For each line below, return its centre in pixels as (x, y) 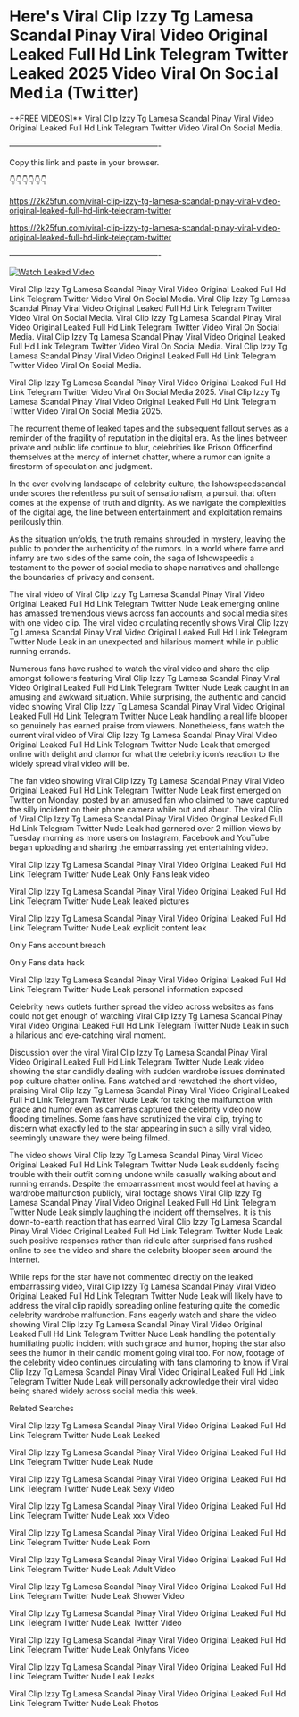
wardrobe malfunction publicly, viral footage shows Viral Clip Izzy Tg (135, 1193)
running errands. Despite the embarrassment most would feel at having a (144, 1183)
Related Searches (42, 1408)
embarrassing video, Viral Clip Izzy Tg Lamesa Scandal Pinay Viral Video (143, 1286)
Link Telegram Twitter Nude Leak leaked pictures (100, 901)
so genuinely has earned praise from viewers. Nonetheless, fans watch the (147, 725)
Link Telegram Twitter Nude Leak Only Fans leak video (109, 874)
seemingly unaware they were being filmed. (90, 1138)
